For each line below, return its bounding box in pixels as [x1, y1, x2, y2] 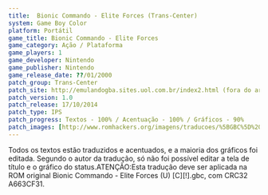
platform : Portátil [8, 26, 73, 34]
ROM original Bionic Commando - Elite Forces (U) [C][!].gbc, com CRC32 [8, 170, 249, 180]
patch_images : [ [8, 123, 62, 131]
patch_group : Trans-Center [8, 78, 98, 86]
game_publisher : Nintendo [8, 64, 94, 72]
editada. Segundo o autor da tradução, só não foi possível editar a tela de [8, 153, 250, 163]
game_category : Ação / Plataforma [8, 42, 124, 50]
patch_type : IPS [8, 109, 62, 117]
